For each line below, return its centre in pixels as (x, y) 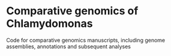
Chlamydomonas (49, 24)
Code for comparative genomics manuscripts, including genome (86, 40)
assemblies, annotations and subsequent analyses (68, 46)
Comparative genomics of (72, 11)
